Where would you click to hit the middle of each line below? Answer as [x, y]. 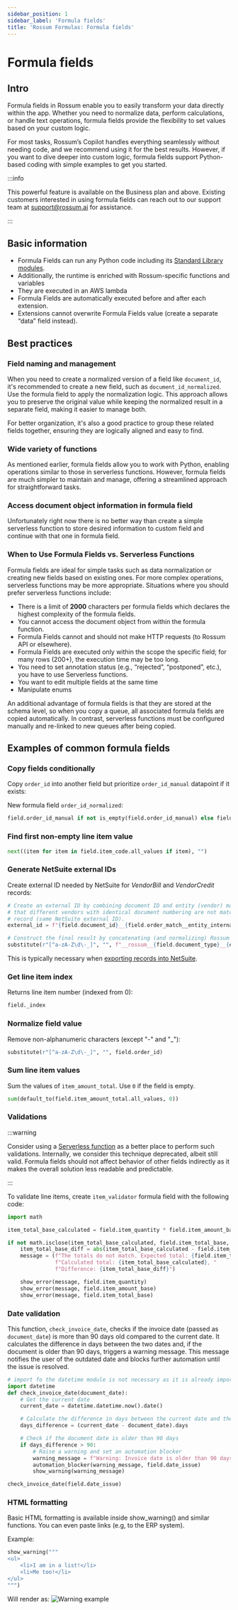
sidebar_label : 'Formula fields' [57, 21]
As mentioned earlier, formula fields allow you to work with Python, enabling [118, 465]
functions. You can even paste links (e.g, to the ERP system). [96, 1525]
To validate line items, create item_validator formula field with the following [118, 1196]
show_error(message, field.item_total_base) [87, 1295]
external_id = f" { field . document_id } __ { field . [77, 925]
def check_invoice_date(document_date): [68, 1393]
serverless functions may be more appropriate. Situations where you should [118, 585]
